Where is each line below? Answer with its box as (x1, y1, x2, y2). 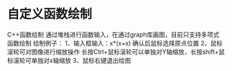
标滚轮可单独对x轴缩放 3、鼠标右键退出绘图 (7, 56, 131, 64)
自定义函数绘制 (7, 6, 93, 22)
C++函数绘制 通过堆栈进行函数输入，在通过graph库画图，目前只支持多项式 (7, 30, 220, 39)
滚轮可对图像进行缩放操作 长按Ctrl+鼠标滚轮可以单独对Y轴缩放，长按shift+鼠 (7, 48, 225, 56)
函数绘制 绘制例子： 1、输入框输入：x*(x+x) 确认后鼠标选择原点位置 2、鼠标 (7, 39, 223, 47)
